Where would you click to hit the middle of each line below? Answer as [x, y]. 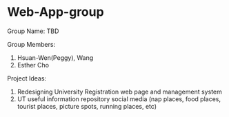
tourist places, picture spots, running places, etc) [87, 106]
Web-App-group [56, 12]
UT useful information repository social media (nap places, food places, [119, 99]
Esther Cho [33, 65]
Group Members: [31, 44]
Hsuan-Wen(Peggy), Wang [55, 57]
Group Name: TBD [33, 31]
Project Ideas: [27, 78]
